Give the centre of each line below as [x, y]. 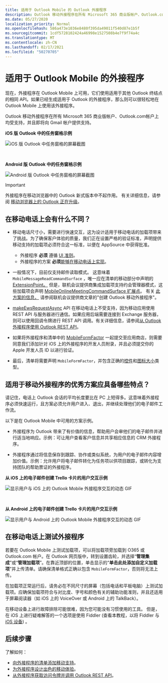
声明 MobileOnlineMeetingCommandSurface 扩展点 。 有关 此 [97, 291]
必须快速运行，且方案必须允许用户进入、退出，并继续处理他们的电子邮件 [84, 404]
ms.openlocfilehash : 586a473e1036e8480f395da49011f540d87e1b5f [72, 29]
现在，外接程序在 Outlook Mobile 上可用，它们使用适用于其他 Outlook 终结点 [84, 93]
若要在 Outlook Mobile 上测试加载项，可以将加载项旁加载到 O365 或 [75, 550]
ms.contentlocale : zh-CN [31, 43]
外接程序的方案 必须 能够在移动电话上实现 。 [64, 262]
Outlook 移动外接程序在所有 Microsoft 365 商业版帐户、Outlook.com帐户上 [82, 117]
